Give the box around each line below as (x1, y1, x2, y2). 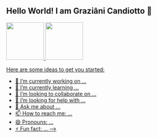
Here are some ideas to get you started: (6, 65, 105, 73)
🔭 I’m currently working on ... (14, 77, 87, 85)
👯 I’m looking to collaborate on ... (14, 90, 97, 97)
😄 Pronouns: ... (14, 118, 54, 125)
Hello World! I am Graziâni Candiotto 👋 (6, 6, 152, 16)
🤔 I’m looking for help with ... (14, 97, 86, 104)
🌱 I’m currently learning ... (14, 83, 79, 91)
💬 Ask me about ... (14, 103, 61, 110)
